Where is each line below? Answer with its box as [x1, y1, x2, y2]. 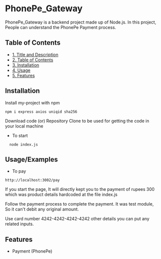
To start [12, 132, 28, 138]
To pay [12, 168, 26, 174]
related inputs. [5, 221, 34, 227]
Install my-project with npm [5, 100, 60, 105]
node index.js [9, 142, 38, 147]
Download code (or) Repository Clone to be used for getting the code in [5, 118, 150, 124]
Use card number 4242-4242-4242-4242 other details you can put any [5, 216, 150, 222]
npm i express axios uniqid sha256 [5, 109, 78, 114]
